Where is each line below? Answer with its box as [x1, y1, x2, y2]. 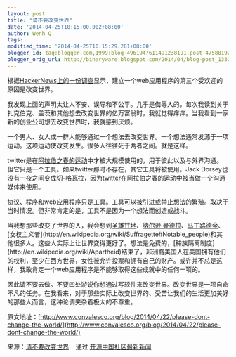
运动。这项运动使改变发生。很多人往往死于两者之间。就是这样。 [7, 141, 192, 150]
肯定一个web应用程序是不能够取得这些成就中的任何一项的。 [31, 265, 204, 273]
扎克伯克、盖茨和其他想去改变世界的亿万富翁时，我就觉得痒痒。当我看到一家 [7, 108, 229, 117]
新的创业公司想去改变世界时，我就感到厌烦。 [7, 117, 137, 126]
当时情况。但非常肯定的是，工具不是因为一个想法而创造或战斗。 [7, 206, 192, 214]
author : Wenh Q [7, 30, 52, 37]
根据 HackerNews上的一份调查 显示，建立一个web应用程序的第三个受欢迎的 [7, 76, 223, 84]
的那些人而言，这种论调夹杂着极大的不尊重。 [7, 297, 137, 306]
